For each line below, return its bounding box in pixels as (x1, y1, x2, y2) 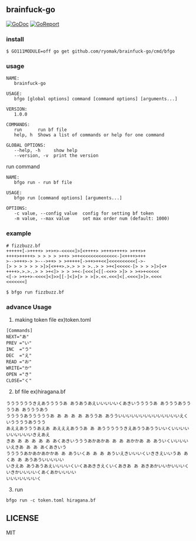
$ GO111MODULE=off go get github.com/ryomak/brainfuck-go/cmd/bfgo (6, 48, 175, 55)
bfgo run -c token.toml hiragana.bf (6, 497, 96, 503)
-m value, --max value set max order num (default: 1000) (14, 216, 170, 222)
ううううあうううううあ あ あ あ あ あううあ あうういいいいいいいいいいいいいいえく (6, 413, 188, 419)
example (6, 229, 31, 237)
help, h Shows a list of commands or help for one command (14, 132, 165, 138)
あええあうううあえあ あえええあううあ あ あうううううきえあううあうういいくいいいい (6, 425, 190, 431)
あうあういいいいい (24, 457, 65, 463)
